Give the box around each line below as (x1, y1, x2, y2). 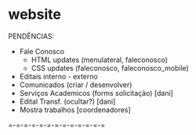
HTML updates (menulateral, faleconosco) (31, 55, 169, 64)
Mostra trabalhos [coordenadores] (19, 104, 131, 115)
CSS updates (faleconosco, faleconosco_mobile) (31, 63, 190, 72)
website (8, 5, 61, 24)
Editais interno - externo (19, 71, 98, 81)
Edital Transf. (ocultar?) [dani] (19, 97, 116, 106)
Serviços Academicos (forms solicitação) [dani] (19, 88, 174, 97)
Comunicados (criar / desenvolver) (19, 80, 132, 89)
